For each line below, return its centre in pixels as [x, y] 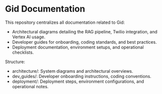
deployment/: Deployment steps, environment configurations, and [78, 81]
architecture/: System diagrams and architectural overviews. [72, 71]
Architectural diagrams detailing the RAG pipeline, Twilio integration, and [85, 31]
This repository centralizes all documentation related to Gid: [65, 22]
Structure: [15, 62]
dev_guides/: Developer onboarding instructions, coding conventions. [82, 76]
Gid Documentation [45, 9]
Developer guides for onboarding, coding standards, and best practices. [84, 42]
